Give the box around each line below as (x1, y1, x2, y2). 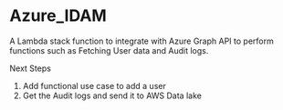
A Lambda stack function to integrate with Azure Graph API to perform (9, 35, 274, 46)
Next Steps (9, 63, 52, 74)
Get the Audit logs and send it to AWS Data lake (22, 90, 203, 101)
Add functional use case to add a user (22, 80, 166, 91)
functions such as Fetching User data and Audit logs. (9, 45, 209, 55)
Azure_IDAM (9, 5, 107, 26)
